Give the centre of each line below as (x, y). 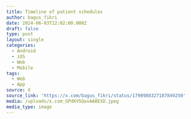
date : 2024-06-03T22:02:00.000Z (46, 23)
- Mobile (22, 68)
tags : (13, 73)
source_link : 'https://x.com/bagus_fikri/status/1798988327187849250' (96, 96)
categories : (21, 46)
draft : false (22, 29)
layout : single (25, 40)
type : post (20, 34)
